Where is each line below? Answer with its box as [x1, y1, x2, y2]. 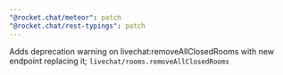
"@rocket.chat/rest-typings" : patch [9, 21, 146, 30]
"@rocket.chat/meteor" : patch [9, 12, 122, 22]
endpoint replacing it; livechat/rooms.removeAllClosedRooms [9, 55, 230, 66]
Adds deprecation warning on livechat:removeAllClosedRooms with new [9, 46, 275, 56]
